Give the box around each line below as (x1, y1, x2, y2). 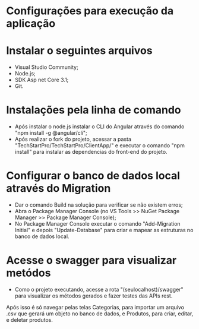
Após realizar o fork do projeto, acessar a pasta (14, 135, 132, 143)
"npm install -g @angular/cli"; (14, 129, 87, 137)
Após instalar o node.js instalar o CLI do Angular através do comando (14, 123, 185, 130)
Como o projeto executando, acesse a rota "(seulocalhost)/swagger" (14, 286, 184, 293)
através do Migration (6, 182, 111, 195)
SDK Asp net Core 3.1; (14, 76, 69, 84)
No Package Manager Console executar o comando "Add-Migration (14, 220, 181, 227)
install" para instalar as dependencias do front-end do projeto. (14, 148, 168, 156)
